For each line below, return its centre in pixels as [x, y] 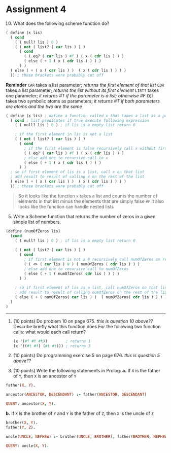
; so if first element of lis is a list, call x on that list [77, 172]
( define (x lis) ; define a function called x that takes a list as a [83, 116]
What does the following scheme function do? [61, 23]
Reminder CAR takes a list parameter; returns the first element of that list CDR [85, 85]
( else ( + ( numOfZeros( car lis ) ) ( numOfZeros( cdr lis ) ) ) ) [91, 297]
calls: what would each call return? [49, 332]
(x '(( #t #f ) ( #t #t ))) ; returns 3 [52, 346]
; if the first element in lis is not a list [64, 134]
